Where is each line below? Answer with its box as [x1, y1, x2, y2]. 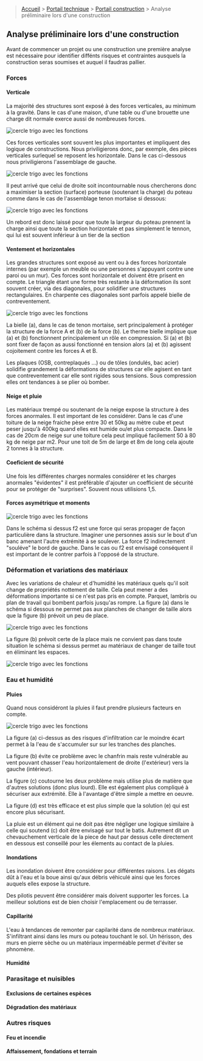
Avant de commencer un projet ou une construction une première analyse [6, 45, 191, 52]
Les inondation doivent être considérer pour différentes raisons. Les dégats [6, 867, 195, 875]
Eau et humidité [6, 675, 53, 684]
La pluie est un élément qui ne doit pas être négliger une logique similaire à [6, 820, 194, 828]
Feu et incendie [6, 1034, 46, 1041]
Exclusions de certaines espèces [6, 990, 92, 997]
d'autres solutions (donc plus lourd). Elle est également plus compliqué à [6, 784, 189, 791]
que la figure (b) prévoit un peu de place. [6, 612, 109, 619]
